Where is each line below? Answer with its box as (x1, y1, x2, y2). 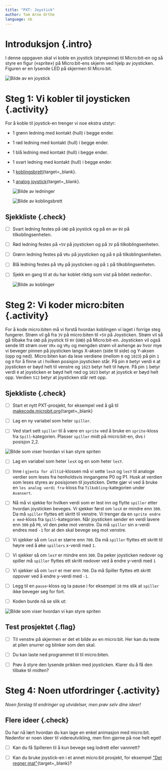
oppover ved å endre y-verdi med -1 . (12, 573, 89, 579)
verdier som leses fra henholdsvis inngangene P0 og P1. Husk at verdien (12, 474, 162, 480)
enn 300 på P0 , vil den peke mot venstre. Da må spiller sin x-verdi (12, 521, 150, 527)
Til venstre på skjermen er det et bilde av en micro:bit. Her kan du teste (12, 636, 159, 642)
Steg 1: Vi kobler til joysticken (5, 93, 130, 104)
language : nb (5, 17, 33, 22)
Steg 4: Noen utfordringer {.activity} (5, 685, 160, 696)
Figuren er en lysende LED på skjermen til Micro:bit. (5, 66, 112, 72)
